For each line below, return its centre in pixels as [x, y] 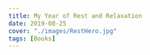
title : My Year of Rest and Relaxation [75, 16]
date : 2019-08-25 [37, 23]
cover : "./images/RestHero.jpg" [62, 31]
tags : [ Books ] [32, 38]
